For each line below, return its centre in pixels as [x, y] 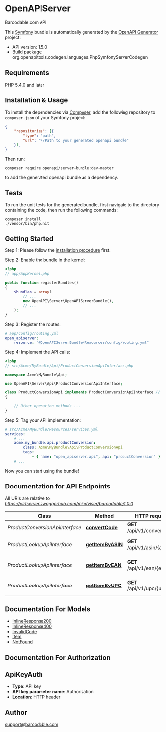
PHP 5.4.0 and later [25, 85]
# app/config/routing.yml [32, 334]
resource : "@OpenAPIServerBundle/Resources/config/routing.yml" [82, 342]
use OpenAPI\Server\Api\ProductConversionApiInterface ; [64, 384]
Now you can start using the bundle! [42, 471]
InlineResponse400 [32, 626]
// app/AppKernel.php [27, 274]
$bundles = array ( [33, 292]
